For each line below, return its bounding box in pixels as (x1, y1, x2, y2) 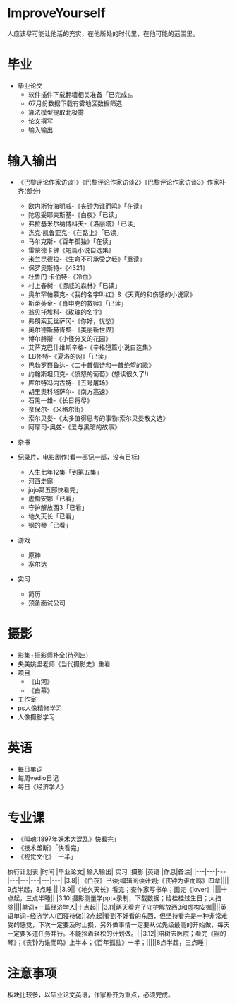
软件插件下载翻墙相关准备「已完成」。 (28, 90, 137, 98)
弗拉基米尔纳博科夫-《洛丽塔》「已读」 (28, 219, 140, 228)
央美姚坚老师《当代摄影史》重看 (17, 659, 111, 668)
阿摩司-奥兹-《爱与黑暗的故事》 (28, 422, 121, 431)
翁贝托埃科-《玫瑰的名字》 (28, 308, 106, 316)
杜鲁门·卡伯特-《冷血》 (28, 272, 95, 281)
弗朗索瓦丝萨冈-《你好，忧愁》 (28, 316, 119, 325)
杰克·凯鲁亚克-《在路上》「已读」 (28, 228, 123, 236)
